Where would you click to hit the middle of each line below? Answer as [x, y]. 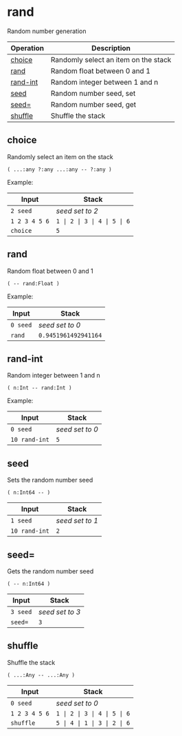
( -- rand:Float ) [33, 283]
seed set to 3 [60, 612]
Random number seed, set [93, 93]
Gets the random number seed [50, 571]
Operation [27, 48]
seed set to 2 [77, 211]
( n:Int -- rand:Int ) [39, 388]
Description [111, 48]
